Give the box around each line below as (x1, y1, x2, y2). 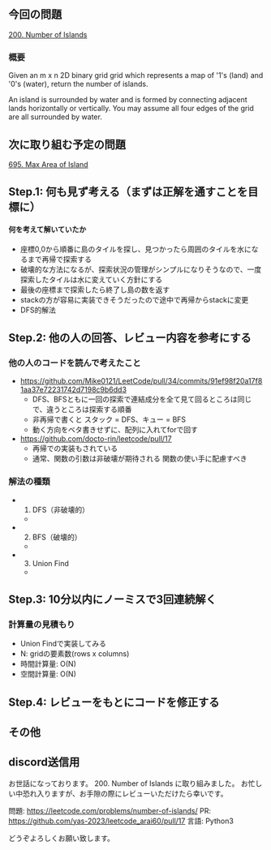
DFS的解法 (19, 305, 57, 315)
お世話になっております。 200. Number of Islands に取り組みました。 (8, 778, 239, 788)
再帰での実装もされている (32, 444, 118, 453)
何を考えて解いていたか (8, 224, 87, 234)
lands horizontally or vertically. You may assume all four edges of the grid (8, 104, 254, 114)
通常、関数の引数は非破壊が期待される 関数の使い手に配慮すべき (32, 453, 247, 464)
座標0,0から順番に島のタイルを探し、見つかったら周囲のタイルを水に (19, 244, 252, 254)
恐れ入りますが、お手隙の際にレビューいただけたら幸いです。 (22, 788, 228, 798)
